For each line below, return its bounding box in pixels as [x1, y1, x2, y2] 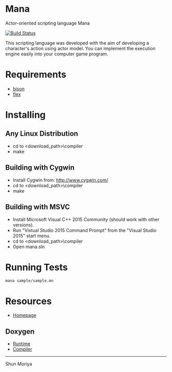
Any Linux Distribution [5, 129, 78, 138]
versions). [12, 221, 34, 228]
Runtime [12, 341, 31, 347]
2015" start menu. [12, 233, 51, 239]
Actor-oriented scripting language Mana [5, 20, 90, 26]
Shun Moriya [5, 361, 32, 367]
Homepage [12, 312, 37, 318]
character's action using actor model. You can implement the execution [5, 45, 156, 51]
